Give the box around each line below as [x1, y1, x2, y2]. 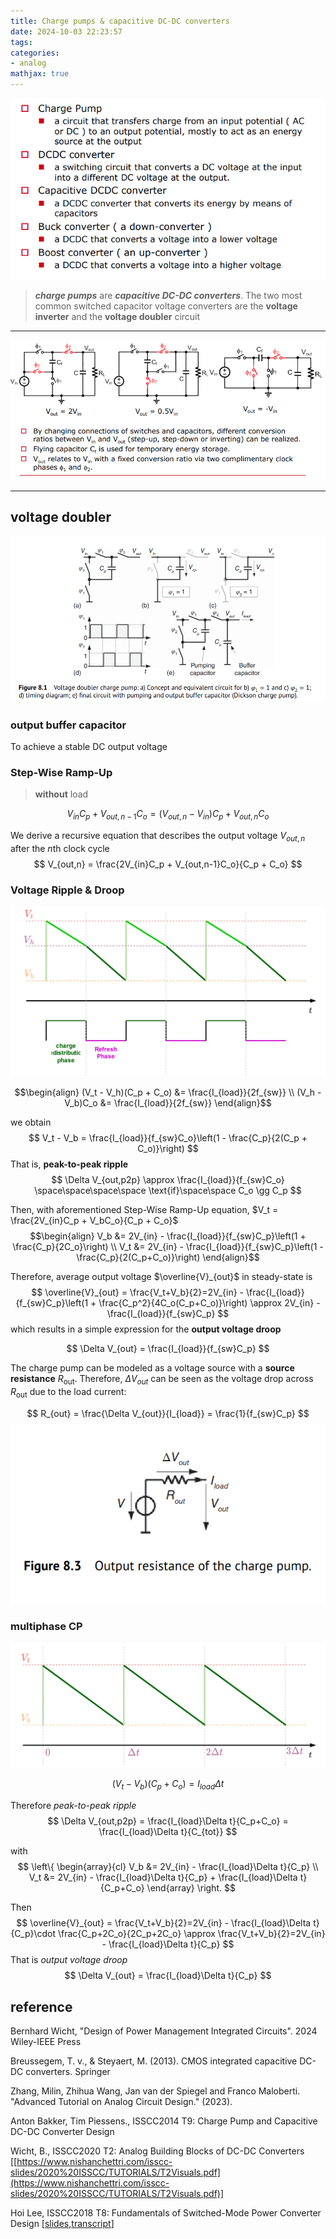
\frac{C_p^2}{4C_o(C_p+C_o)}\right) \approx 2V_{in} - [98, 1297, 321, 1309]
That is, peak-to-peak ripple [10, 1158, 129, 1170]
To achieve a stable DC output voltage [10, 741, 168, 753]
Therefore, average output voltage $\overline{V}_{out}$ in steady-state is [10, 1271, 313, 1283]
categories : [10, 48, 60, 58]
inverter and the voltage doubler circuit [34, 311, 201, 323]
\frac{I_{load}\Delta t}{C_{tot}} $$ [98, 1826, 238, 1838]
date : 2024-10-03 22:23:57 [10, 26, 123, 37]
